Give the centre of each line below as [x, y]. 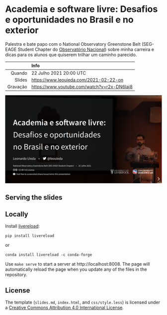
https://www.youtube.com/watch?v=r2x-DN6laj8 [82, 87]
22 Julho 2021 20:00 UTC [59, 73]
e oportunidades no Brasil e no [69, 20]
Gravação [17, 87]
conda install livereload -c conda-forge [49, 255]
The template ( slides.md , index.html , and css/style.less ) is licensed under [83, 303]
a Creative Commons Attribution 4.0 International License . [65, 308]
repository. [16, 275]
